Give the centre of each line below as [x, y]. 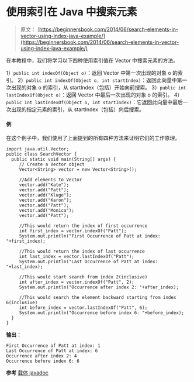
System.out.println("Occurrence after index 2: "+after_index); [99, 287]
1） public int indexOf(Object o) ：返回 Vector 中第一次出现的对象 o [89, 73]
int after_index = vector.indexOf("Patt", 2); [77, 282]
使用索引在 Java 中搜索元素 [72, 12]
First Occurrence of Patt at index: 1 [53, 346]
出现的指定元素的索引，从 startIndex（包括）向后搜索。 [77, 109]
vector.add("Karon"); [45, 200]
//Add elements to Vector [51, 180]
